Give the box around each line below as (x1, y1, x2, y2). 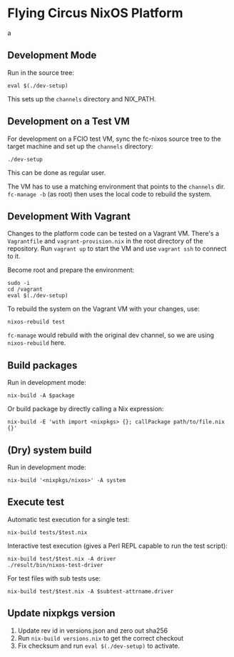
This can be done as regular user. (7, 168, 106, 176)
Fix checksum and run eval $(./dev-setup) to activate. (17, 641, 180, 650)
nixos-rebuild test (7, 319, 66, 326)
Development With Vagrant (7, 210, 131, 222)
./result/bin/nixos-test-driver (7, 561, 103, 568)
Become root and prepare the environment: (7, 266, 135, 274)
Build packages (7, 359, 78, 371)
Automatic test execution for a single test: (7, 515, 130, 523)
